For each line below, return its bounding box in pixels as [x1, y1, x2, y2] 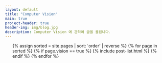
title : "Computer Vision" [5, 12, 58, 16]
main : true [5, 16, 27, 21]
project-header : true [5, 20, 49, 26]
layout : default [5, 7, 38, 12]
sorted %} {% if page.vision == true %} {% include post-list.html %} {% [12, 48, 157, 54]
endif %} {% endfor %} [12, 53, 59, 59]
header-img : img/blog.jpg [5, 25, 58, 30]
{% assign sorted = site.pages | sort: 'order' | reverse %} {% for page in [12, 43, 158, 48]
